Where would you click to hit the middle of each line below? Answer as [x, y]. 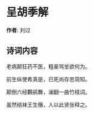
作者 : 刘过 [18, 30]
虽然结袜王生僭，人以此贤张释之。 [48, 104]
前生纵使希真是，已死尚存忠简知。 [48, 79]
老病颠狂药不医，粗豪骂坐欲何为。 [48, 66]
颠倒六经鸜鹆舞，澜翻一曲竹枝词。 [48, 92]
